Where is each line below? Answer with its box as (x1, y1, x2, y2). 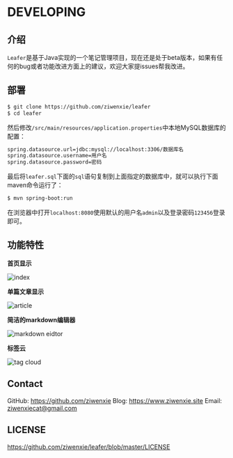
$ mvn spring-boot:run (7, 195, 73, 202)
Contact (7, 378, 43, 390)
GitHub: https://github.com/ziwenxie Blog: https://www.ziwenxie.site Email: (7, 396, 223, 404)
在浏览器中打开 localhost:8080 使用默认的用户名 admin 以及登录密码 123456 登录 (7, 208, 225, 216)
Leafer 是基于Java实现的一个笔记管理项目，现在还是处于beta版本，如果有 (7, 54, 217, 61)
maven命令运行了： (7, 181, 63, 189)
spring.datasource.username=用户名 (7, 152, 107, 159)
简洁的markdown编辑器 (7, 315, 76, 324)
